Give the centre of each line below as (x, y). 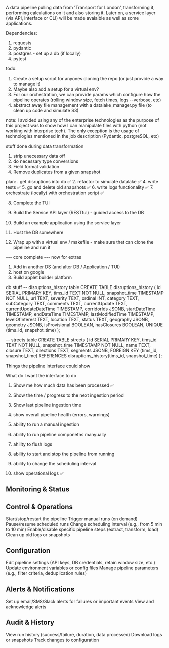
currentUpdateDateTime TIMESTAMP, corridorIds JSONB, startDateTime (80, 309)
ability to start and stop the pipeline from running (64, 454)
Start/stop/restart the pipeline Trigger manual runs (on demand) (72, 519)
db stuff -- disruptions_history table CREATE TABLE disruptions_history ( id (83, 287)
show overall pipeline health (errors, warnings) (61, 415)
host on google (29, 272)
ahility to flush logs (32, 444)
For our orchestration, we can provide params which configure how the (87, 94)
